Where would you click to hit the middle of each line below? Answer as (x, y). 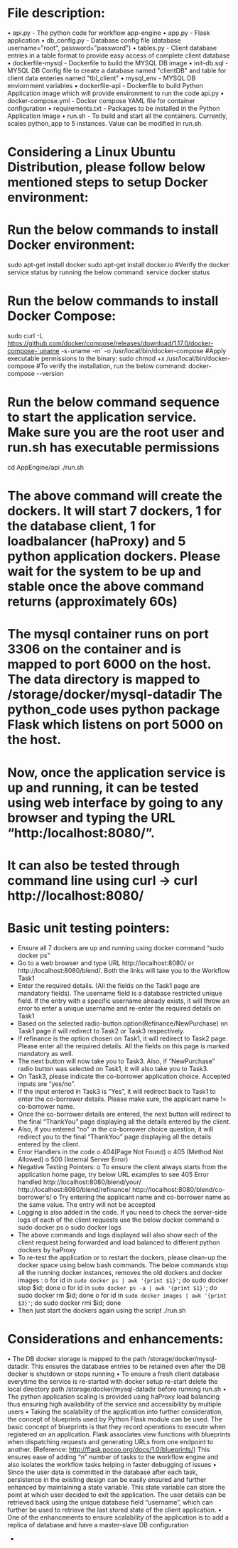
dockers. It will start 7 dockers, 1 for (114, 511)
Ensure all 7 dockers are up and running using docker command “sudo (121, 947)
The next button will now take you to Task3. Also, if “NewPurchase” (116, 1061)
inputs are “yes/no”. (47, 1084)
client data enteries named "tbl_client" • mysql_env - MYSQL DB (102, 78)
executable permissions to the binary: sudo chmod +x (86, 358)
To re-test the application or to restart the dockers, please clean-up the (122, 1257)
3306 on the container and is (94, 649)
